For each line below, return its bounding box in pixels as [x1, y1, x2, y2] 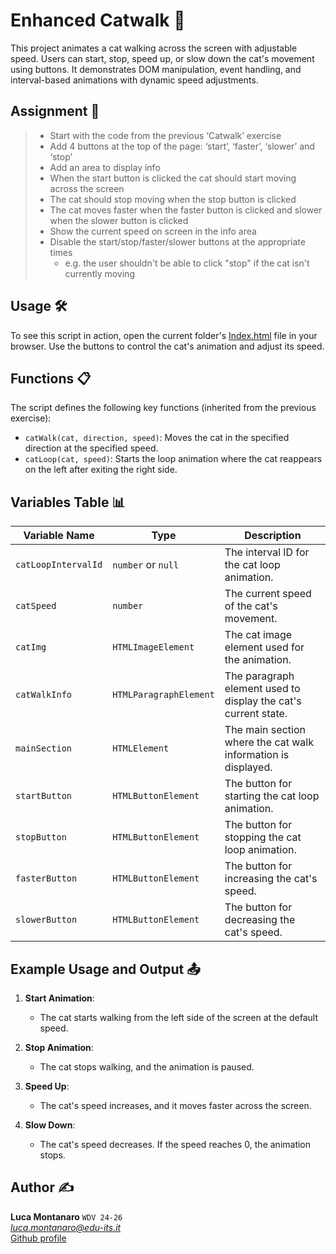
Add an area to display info [49, 161, 161, 173]
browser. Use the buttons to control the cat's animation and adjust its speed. [10, 340, 325, 352]
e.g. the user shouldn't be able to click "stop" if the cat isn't [64, 257, 310, 269]
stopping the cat [224, 830, 302, 844]
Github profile [10, 1232, 67, 1244]
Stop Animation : [24, 1042, 94, 1053]
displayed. [224, 760, 273, 774]
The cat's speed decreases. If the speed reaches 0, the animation [39, 1139, 312, 1150]
